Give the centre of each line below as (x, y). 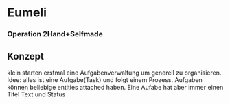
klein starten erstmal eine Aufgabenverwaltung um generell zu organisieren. (114, 73)
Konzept (26, 56)
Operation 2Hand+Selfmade (55, 34)
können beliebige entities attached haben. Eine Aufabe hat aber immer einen (115, 87)
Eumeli (27, 13)
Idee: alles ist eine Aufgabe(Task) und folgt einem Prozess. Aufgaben (105, 79)
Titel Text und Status (36, 94)
